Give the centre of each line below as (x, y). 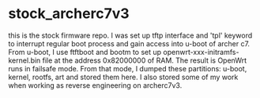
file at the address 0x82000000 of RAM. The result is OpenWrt (145, 60)
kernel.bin (24, 60)
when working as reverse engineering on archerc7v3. (95, 85)
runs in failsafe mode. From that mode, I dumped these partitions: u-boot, (128, 68)
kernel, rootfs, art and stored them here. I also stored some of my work (123, 77)
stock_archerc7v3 (69, 14)
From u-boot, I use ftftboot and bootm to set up (85, 52)
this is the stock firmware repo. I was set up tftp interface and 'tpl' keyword (130, 35)
